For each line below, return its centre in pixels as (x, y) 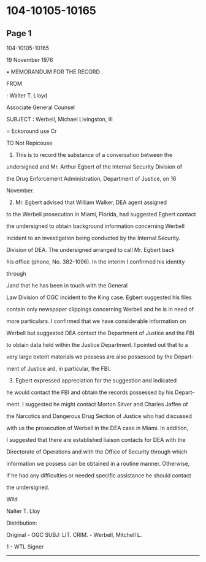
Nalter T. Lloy (23, 511)
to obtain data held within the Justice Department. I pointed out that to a (97, 345)
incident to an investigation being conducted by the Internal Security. (93, 238)
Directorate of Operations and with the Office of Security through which (97, 452)
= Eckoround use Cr (32, 131)
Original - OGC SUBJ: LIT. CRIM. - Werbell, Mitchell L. (74, 535)
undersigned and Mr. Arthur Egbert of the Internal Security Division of (94, 167)
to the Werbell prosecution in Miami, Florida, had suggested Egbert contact (101, 214)
